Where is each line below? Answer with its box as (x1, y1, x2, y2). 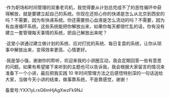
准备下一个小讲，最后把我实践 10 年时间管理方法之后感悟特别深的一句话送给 (5, 70, 163, 76)
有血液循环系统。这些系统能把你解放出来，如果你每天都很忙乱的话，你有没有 (5, 23, 165, 29)
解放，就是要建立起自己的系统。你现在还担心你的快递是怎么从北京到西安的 (9, 11, 165, 17)
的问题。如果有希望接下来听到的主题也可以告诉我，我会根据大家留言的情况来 (5, 64, 165, 70)
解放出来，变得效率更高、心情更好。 (14, 47, 90, 53)
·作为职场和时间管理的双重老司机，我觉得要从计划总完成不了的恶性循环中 (5, 5, 158, 10)
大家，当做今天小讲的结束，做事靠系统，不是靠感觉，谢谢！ (5, 76, 130, 82)
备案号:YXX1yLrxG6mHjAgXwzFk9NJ (5, 87, 83, 93)
